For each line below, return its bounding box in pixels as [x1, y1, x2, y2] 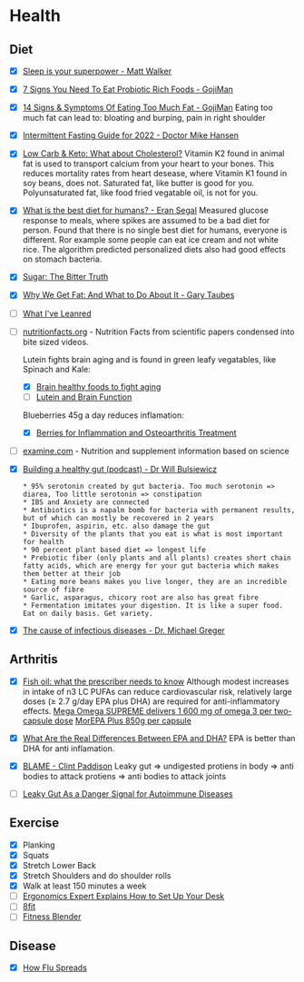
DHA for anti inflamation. [22, 742, 115, 754]
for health [22, 537, 64, 546]
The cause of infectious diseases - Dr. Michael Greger [22, 624, 225, 636]
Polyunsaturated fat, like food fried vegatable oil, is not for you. [22, 187, 259, 198]
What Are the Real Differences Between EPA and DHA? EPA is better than [22, 732, 296, 743]
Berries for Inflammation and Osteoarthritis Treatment [35, 427, 237, 438]
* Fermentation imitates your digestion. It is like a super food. [22, 600, 283, 610]
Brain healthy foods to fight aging [35, 381, 162, 392]
